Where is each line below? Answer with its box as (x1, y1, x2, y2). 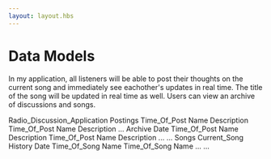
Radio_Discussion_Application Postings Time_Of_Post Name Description (8, 115, 249, 125)
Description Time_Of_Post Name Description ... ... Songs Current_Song (8, 132, 244, 142)
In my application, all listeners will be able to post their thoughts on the (8, 74, 243, 84)
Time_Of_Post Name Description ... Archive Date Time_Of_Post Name (8, 123, 239, 134)
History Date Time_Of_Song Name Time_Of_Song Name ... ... (8, 141, 210, 151)
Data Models (8, 46, 95, 65)
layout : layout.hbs (8, 11, 74, 20)
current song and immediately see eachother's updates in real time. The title (8, 82, 263, 92)
